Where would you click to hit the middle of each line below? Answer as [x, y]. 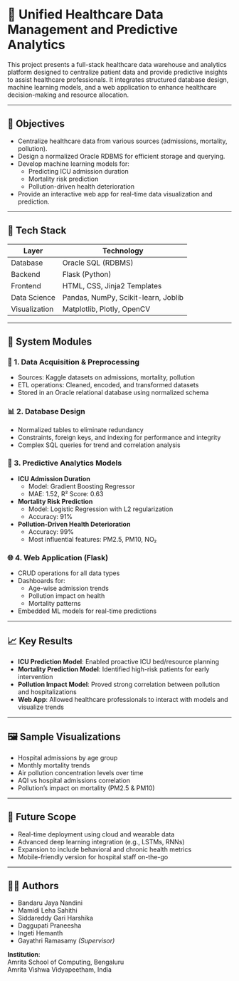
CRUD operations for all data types [69, 573]
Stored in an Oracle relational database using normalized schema [113, 393]
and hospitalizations [47, 692]
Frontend [26, 285]
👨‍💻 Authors [33, 886]
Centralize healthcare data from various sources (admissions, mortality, [122, 141]
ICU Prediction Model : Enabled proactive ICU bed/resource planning [118, 661]
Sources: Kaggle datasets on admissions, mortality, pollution [106, 377]
